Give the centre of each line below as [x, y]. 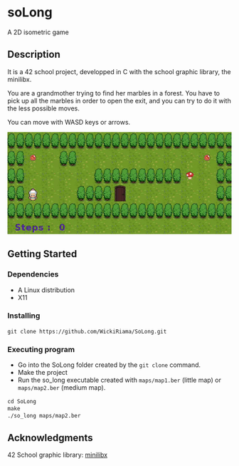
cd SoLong [22, 402]
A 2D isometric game [38, 32]
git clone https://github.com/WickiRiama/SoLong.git [87, 331]
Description [34, 55]
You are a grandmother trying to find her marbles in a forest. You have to [114, 93]
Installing [24, 316]
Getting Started [42, 254]
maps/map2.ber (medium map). [62, 388]
